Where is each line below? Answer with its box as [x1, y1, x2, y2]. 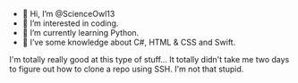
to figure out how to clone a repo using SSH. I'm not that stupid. [9, 63, 244, 74]
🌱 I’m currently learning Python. [21, 28, 140, 37]
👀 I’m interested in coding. [21, 18, 119, 29]
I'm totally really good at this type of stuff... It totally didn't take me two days [9, 54, 290, 64]
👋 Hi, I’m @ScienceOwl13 [21, 9, 115, 19]
